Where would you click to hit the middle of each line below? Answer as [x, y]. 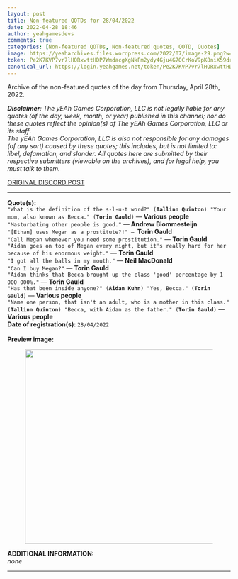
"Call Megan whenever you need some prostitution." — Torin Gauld [107, 239]
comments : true [30, 40]
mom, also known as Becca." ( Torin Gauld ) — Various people [98, 216]
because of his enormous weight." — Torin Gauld [80, 253]
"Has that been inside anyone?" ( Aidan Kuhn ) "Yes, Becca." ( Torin [109, 288]
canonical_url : [30, 67]
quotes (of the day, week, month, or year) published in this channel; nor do [117, 116]
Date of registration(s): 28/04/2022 [58, 324]
